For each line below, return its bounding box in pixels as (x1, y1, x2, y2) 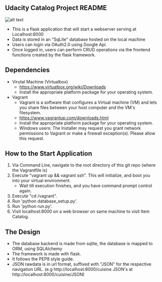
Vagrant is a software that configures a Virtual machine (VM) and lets (19, 99, 157, 105)
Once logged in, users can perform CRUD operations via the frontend (12, 47, 151, 52)
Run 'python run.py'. (12, 204, 53, 209)
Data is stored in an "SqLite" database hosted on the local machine (12, 36, 146, 42)
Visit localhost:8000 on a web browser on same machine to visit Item (12, 208, 150, 215)
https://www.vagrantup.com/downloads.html (19, 115, 109, 121)
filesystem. (19, 110, 42, 115)
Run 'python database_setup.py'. (12, 198, 78, 204)
